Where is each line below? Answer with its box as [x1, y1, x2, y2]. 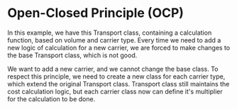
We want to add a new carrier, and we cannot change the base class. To [7, 64, 219, 73]
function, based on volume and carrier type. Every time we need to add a [7, 35, 221, 44]
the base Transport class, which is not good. [7, 51, 138, 59]
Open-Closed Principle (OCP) [7, 5, 184, 21]
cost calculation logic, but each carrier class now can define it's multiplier [7, 87, 223, 96]
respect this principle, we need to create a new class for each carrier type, [7, 72, 226, 81]
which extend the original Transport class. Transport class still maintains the [7, 79, 230, 88]
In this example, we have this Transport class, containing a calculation [7, 28, 212, 37]
